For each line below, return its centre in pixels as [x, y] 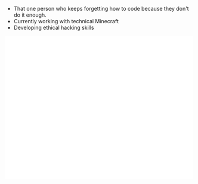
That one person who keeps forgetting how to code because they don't [101, 9]
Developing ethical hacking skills [54, 27]
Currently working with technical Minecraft [66, 21]
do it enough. [30, 15]
